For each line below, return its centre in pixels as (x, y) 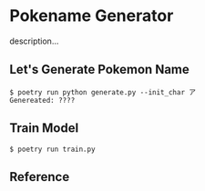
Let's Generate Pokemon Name (99, 70)
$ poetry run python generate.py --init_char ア (102, 92)
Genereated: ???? (42, 100)
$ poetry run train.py (52, 149)
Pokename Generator (92, 16)
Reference (40, 177)
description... (34, 41)
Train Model (44, 128)
